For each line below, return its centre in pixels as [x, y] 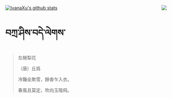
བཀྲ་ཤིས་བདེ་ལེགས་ [35, 33]
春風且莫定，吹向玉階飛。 [45, 90]
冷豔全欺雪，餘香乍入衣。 [45, 79]
